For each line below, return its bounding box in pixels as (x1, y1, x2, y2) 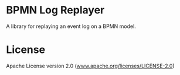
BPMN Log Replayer (6, 3, 105, 17)
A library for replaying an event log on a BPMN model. (6, 23, 136, 30)
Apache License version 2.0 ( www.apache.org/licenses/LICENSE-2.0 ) (6, 62, 175, 69)
